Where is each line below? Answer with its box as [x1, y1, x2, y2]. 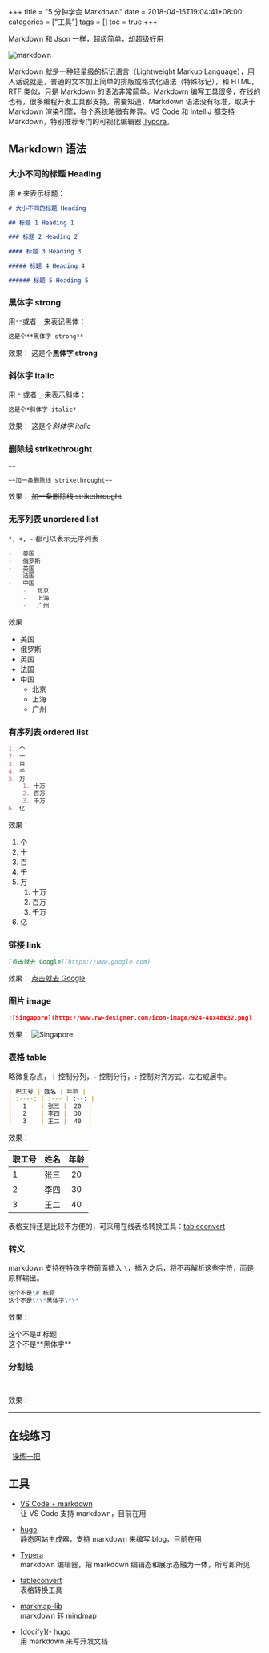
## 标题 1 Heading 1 [8, 219, 74, 227]
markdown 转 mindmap [19, 1611, 98, 1620]
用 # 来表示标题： [8, 188, 66, 198]
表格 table [8, 1052, 47, 1063]
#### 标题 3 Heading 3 [8, 248, 82, 256]
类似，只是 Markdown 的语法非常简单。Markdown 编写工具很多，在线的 [23, 87, 261, 96]
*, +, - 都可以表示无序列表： [8, 533, 106, 543]
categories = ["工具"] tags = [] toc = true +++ [8, 17, 159, 26]
